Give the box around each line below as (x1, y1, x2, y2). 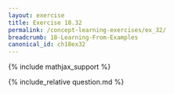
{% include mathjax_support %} (8, 62, 111, 71)
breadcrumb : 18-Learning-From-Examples (8, 33, 139, 42)
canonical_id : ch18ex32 (8, 41, 86, 49)
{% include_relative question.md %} (8, 78, 125, 87)
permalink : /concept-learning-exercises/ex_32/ (8, 26, 167, 34)
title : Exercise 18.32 (8, 19, 82, 27)
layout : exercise (8, 11, 65, 20)
